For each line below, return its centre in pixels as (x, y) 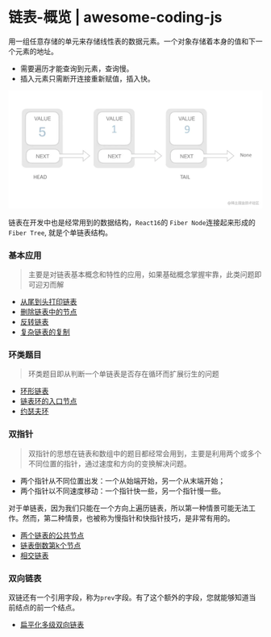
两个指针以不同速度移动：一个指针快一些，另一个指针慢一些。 (123, 491)
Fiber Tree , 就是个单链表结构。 (60, 233)
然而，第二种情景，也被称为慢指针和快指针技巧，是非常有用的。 (128, 518)
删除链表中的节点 (48, 312)
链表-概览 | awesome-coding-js (115, 17)
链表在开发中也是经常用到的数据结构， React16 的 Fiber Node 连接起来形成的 (132, 222)
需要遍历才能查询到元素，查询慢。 (77, 68)
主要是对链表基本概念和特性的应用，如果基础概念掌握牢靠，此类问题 (141, 274)
